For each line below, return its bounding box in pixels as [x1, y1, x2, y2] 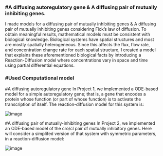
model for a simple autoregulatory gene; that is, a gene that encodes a [5, 91, 146, 97]
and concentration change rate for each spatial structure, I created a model [5, 47, 156, 53]
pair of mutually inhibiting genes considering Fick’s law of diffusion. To [5, 26, 147, 32]
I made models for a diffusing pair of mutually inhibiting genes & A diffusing [5, 21, 156, 27]
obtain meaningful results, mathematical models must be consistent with [5, 31, 150, 38]
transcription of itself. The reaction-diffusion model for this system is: [5, 101, 145, 107]
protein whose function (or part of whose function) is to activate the [5, 96, 141, 102]
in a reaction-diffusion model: [5, 136, 64, 141]
